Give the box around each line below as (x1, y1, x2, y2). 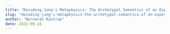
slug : (5, 12, 17, 17)
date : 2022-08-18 (5, 21, 42, 26)
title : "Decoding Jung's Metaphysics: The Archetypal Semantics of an (5, 7, 157, 12)
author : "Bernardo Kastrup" (5, 16, 65, 21)
